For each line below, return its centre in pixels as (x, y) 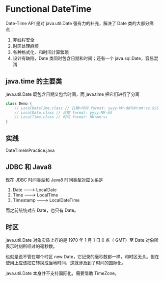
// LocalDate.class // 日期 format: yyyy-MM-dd (63, 112)
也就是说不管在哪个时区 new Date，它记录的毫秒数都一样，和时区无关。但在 (82, 256)
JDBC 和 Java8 (29, 167)
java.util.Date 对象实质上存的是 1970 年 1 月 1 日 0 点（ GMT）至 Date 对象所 (82, 240)
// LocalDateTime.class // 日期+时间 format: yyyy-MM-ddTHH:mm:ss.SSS (87, 108)
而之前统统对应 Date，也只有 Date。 (42, 210)
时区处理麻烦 (26, 46)
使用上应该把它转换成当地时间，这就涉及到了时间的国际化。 (66, 263)
